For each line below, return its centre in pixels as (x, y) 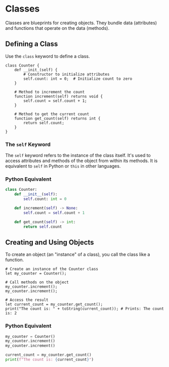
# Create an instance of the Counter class (52, 269)
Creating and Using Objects (50, 242)
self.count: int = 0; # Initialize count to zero (78, 79)
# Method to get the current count (52, 114)
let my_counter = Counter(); (36, 274)
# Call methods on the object (37, 282)
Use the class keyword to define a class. (48, 56)
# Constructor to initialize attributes (67, 74)
